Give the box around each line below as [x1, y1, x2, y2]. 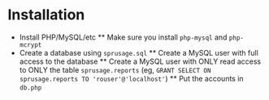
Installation [7, 6, 85, 24]
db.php [19, 83, 42, 92]
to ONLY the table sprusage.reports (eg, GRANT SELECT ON [19, 65, 211, 74]
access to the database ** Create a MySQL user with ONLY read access [19, 56, 262, 66]
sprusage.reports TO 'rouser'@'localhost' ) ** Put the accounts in [19, 73, 245, 83]
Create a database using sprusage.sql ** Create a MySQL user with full [19, 48, 259, 57]
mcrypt [19, 40, 42, 49]
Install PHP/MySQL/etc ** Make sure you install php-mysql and [19, 32, 228, 42]
